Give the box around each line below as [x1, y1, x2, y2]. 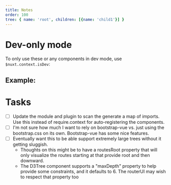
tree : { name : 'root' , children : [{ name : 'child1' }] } [5, 17, 125, 22]
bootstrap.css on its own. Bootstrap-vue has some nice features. [12, 130, 150, 136]
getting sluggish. [12, 141, 48, 147]
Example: [5, 76, 36, 85]
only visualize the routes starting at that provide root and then [20, 152, 151, 158]
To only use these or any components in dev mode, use [5, 56, 122, 62]
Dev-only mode [5, 39, 72, 50]
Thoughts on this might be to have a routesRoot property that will [20, 146, 157, 153]
